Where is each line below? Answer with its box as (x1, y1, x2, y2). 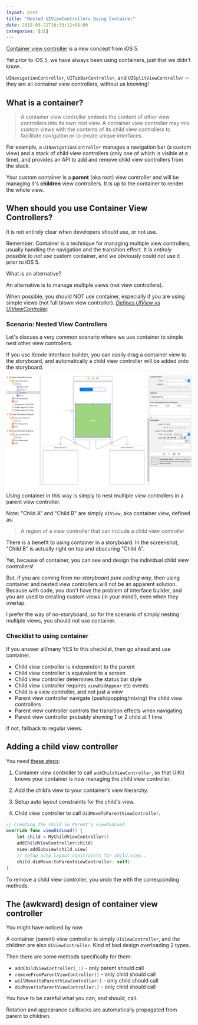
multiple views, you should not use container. (6, 617, 116, 624)
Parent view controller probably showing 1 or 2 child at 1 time (14, 713, 163, 720)
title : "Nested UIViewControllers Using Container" (6, 15, 136, 22)
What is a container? (6, 97, 84, 107)
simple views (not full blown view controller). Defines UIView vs (6, 299, 160, 306)
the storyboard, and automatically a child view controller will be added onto (6, 358, 189, 365)
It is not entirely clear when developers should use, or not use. (6, 228, 158, 235)
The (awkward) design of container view (6, 899, 158, 909)
